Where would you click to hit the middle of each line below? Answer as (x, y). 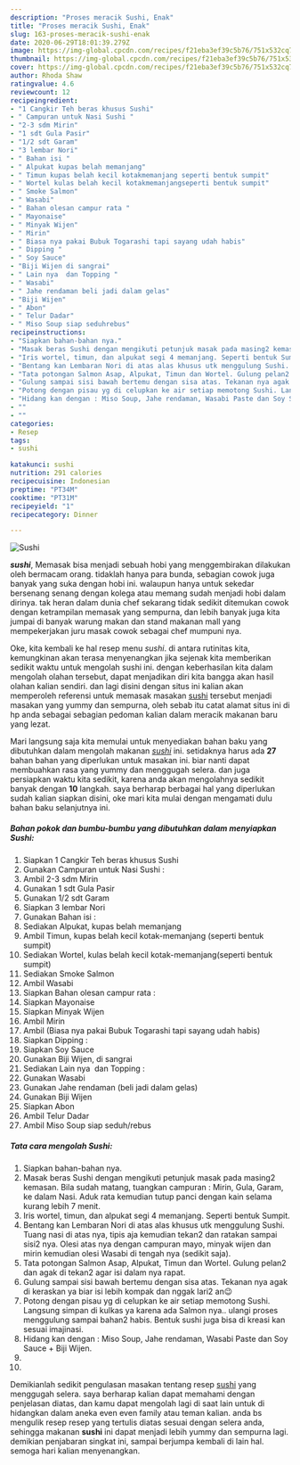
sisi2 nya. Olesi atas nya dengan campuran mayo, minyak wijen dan (147, 1244)
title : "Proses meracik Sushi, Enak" (80, 26)
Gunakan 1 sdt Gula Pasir (69, 889)
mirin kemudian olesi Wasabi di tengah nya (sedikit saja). (127, 1254)
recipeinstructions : (49, 333)
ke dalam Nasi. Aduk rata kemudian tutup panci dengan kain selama (147, 1197)
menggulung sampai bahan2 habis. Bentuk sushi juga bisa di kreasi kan (154, 1320)
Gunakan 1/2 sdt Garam (66, 898)
